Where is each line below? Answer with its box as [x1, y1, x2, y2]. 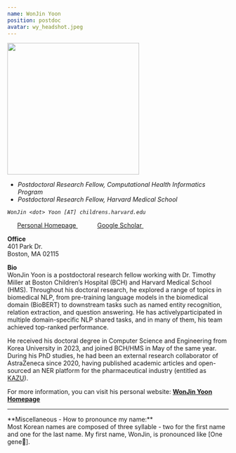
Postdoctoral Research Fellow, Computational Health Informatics [17, 180, 206, 189]
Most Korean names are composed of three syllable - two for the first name [7, 423, 226, 431]
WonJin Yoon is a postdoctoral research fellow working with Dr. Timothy [7, 271, 216, 280]
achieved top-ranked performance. [7, 323, 109, 331]
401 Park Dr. [7, 242, 43, 251]
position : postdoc [7, 17, 61, 24]
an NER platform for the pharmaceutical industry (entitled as [32, 367, 207, 375]
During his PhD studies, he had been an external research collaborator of [7, 352, 219, 360]
